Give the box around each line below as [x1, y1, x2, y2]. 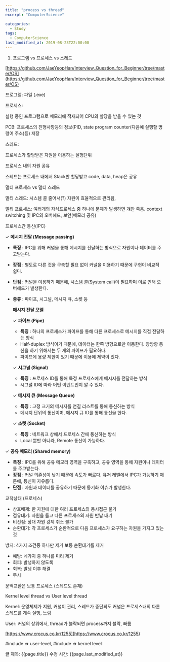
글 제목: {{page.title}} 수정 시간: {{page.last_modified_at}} [5, 651, 123, 657]
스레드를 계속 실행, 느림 [5, 610, 52, 616]
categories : [5, 21, 30, 26]
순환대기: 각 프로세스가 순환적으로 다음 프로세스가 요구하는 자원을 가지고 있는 [12, 525, 164, 531]
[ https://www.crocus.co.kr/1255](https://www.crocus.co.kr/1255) [5, 631, 141, 637]
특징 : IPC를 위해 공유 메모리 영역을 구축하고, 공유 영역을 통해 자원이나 [12, 459, 151, 465]
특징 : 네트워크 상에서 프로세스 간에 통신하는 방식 [20, 431, 116, 437]
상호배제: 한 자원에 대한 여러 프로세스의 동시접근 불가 [12, 506, 117, 512]
